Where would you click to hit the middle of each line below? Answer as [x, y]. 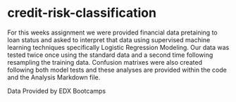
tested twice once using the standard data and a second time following [110, 55]
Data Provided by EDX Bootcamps [57, 91]
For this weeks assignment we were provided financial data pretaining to [112, 32]
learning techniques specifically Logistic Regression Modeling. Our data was [118, 47]
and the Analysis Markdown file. [54, 77]
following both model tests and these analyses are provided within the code [117, 70]
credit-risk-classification [82, 13]
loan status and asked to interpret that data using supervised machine [109, 39]
